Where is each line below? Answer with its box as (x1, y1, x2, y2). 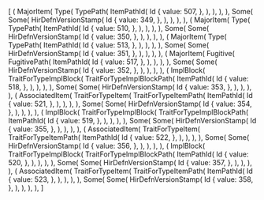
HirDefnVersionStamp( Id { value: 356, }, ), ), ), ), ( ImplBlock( (8, 142, 206, 150)
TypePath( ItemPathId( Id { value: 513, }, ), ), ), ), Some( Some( (8, 40, 210, 50)
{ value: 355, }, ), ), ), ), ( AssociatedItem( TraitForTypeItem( (8, 124, 201, 134)
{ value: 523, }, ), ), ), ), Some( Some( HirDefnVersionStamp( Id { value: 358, (8, 175, 254, 184)
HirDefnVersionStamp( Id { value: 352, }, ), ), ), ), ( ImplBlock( (8, 66, 206, 74)
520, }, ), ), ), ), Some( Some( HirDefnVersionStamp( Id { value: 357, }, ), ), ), (8, 158, 252, 167)
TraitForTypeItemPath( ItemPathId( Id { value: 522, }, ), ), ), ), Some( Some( (8, 133, 250, 142)
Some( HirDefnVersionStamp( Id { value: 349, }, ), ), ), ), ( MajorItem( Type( (8, 15, 251, 25)
